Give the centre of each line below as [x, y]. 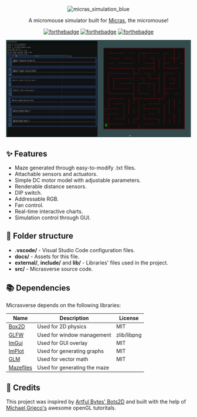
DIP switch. [28, 193]
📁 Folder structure [40, 236]
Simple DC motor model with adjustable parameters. [78, 180]
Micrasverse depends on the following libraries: [64, 305]
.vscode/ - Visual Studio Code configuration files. [75, 250]
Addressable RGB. [37, 199]
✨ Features [27, 153]
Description [74, 318]
